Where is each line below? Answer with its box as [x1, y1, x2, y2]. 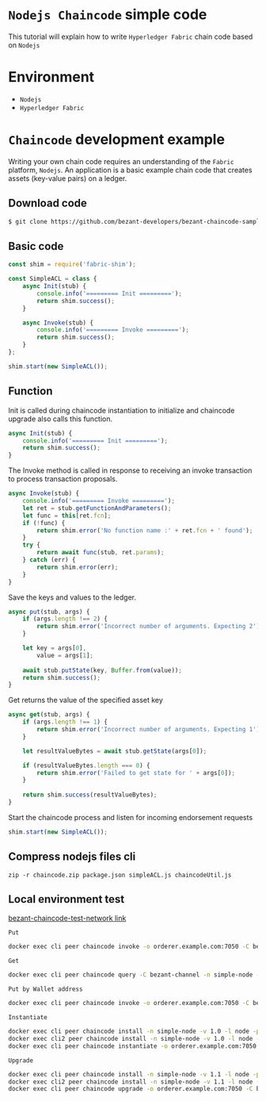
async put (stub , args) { [8, 608, 90, 616]
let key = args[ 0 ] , [22, 644, 87, 652]
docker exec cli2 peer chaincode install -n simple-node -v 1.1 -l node [8, 1077, 253, 1086]
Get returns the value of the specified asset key [8, 696, 164, 705]
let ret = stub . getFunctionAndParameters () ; [22, 504, 172, 512]
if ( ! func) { [22, 519, 66, 527]
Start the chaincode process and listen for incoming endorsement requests [8, 812, 253, 822]
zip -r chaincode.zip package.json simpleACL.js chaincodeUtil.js [8, 871, 232, 879]
